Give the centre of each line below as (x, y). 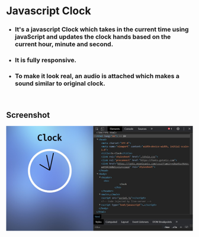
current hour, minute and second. (64, 44)
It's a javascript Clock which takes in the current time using (102, 30)
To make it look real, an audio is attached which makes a (97, 76)
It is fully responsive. (46, 60)
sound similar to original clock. (60, 83)
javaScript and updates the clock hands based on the (93, 37)
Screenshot (28, 115)
